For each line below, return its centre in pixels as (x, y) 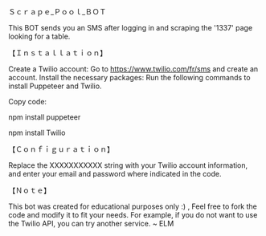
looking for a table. (39, 36)
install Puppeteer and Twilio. (55, 86)
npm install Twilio (37, 132)
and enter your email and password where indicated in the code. (115, 174)
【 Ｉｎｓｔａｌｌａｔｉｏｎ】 (57, 53)
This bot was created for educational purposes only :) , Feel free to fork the (133, 206)
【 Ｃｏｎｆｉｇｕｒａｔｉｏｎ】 (61, 149)
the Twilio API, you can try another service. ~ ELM (91, 224)
